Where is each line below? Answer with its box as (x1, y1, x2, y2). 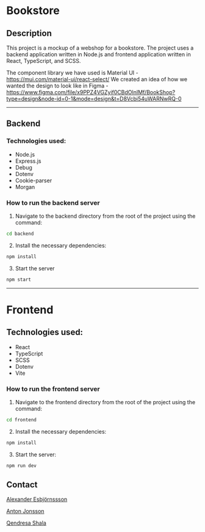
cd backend (6, 231, 34, 237)
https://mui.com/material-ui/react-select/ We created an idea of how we (6, 76, 188, 83)
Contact (6, 479, 38, 490)
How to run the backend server (6, 198, 100, 207)
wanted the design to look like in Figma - (6, 82, 109, 89)
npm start (6, 276, 32, 283)
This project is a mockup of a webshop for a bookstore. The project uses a (6, 44, 194, 51)
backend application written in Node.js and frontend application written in (6, 51, 191, 58)
